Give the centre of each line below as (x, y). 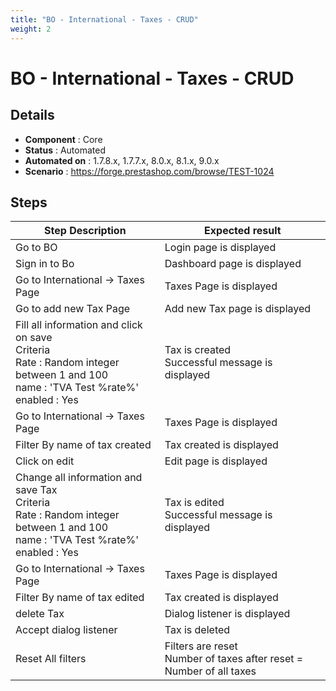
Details (32, 115)
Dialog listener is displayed (227, 614)
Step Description (85, 231)
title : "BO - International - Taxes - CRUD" (104, 19)
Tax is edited (194, 503)
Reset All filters (51, 659)
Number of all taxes (210, 671)
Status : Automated (65, 150)
